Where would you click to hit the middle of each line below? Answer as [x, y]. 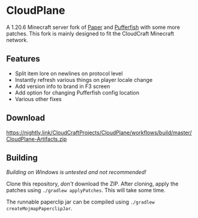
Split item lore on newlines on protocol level [69, 73]
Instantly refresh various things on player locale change [84, 79]
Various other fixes [38, 99]
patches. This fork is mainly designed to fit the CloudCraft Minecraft [90, 33]
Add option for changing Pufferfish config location [77, 92]
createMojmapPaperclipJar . [39, 208]
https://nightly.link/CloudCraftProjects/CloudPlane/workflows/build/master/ [99, 132]
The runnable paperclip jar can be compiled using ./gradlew [80, 202]
